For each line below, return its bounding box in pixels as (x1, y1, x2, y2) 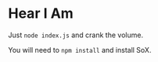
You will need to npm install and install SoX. (8, 45, 152, 54)
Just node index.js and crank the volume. (8, 30, 143, 40)
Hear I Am (8, 5, 74, 22)
